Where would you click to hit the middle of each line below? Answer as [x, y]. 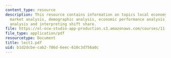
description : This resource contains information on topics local [77, 15]
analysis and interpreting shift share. [53, 24]
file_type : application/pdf [35, 33]
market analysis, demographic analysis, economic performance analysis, [89, 19]
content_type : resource [31, 10]
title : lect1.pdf [24, 43]
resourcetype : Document [31, 38]
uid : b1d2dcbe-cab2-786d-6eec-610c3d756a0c [52, 47]
